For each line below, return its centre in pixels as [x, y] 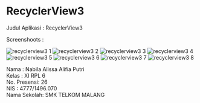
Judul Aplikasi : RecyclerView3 [44, 28]
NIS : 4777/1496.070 [32, 88]
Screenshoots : [25, 39]
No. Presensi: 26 [27, 82]
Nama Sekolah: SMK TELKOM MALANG [56, 95]
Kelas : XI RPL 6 [26, 75]
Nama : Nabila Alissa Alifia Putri [45, 69]
